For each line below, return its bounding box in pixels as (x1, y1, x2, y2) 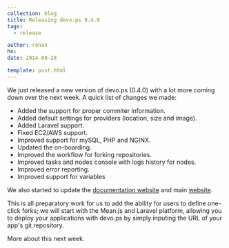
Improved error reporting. (17, 165, 90, 173)
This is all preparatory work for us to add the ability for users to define (7, 199, 206, 207)
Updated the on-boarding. (17, 143, 92, 152)
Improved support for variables (17, 172, 106, 180)
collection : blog (7, 10, 57, 17)
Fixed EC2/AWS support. (17, 128, 88, 136)
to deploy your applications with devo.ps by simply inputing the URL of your (7, 214, 223, 222)
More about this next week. (7, 234, 85, 242)
